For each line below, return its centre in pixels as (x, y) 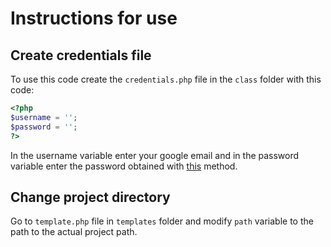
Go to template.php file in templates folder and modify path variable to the (162, 221)
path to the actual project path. (74, 232)
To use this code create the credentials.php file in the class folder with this (166, 79)
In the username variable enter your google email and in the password (155, 155)
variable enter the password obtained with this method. (124, 166)
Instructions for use (94, 18)
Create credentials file (81, 55)
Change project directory (90, 197)
